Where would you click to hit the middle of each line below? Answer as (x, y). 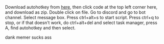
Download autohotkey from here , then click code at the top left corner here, (81, 7)
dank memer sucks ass (28, 37)
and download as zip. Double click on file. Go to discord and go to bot (75, 12)
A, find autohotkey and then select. (40, 28)
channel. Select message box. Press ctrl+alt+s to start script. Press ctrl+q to (82, 17)
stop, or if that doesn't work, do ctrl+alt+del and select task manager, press (81, 22)
